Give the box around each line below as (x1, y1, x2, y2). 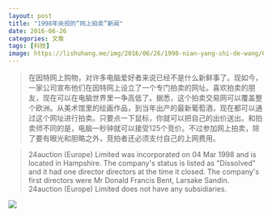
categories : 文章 (8, 34, 65, 43)
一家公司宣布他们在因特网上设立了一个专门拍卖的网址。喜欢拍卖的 (28, 83, 249, 92)
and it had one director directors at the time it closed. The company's (28, 167, 260, 177)
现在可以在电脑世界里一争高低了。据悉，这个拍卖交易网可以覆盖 (42, 93, 256, 102)
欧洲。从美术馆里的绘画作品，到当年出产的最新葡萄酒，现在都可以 (35, 103, 256, 113)
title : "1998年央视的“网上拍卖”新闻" (8, 19, 124, 28)
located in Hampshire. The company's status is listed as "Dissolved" (28, 159, 257, 168)
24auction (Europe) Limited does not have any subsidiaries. (28, 184, 227, 194)
